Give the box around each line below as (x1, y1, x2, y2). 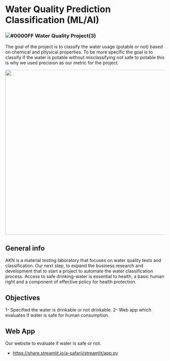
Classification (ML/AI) (5, 14, 100, 26)
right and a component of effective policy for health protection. (5, 279, 137, 285)
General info (5, 244, 45, 252)
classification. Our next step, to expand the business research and (5, 263, 143, 269)
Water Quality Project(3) (34, 32, 96, 39)
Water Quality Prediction (5, 4, 111, 15)
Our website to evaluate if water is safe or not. (5, 340, 102, 346)
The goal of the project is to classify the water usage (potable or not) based (5, 44, 163, 50)
